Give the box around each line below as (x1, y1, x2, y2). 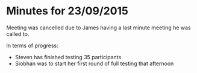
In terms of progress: (6, 42, 58, 49)
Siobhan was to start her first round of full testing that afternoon (14, 60, 174, 67)
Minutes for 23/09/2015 (6, 4, 128, 18)
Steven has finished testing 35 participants (14, 53, 122, 60)
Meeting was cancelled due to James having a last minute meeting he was (6, 24, 191, 31)
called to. (6, 30, 30, 37)
